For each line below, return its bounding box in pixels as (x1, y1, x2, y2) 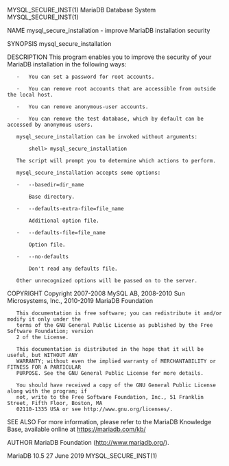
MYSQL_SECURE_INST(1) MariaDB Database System (7, 6, 156, 14)
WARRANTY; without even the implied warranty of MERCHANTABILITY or (16, 358, 216, 365)
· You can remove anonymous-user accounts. (16, 103, 149, 110)
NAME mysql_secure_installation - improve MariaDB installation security (7, 27, 210, 34)
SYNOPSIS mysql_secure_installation (7, 40, 112, 47)
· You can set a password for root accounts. (16, 73, 155, 80)
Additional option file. (28, 217, 99, 224)
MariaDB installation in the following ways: (7, 60, 127, 68)
